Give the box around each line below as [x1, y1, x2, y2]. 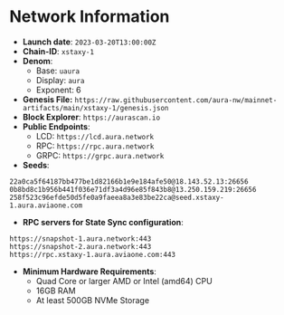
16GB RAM [35, 285, 76, 296]
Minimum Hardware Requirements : [22, 265, 156, 277]
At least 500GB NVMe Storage [35, 294, 150, 305]
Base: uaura [35, 65, 80, 76]
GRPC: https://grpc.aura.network [35, 149, 165, 160]
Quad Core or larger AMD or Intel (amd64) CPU [35, 275, 213, 286]
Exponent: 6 [35, 84, 81, 95]
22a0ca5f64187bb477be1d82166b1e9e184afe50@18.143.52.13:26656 [9, 177, 249, 186]
